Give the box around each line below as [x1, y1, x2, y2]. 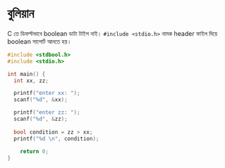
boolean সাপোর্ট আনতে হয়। [7, 37, 72, 46]
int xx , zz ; [13, 77, 49, 84]
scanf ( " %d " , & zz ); [13, 115, 68, 123]
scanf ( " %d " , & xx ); [13, 96, 68, 103]
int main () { [7, 70, 46, 77]
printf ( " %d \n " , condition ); [13, 135, 99, 142]
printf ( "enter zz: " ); [13, 109, 80, 116]
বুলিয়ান [7, 6, 35, 22]
